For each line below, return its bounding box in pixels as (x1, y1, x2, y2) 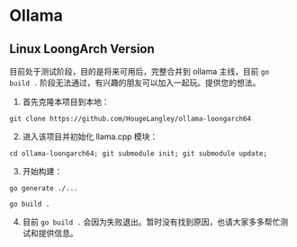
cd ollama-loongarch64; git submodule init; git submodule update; (9, 149, 268, 158)
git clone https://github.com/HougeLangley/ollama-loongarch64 (9, 114, 252, 123)
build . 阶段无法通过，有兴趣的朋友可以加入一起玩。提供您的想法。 (9, 77, 261, 88)
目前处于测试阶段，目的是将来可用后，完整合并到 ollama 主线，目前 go (9, 66, 270, 76)
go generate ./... (9, 184, 78, 193)
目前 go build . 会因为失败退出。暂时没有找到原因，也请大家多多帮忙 (22, 216, 281, 227)
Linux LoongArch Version (9, 41, 155, 57)
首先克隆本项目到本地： (22, 96, 110, 107)
